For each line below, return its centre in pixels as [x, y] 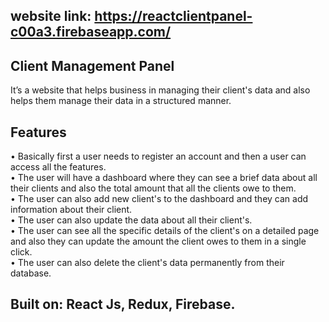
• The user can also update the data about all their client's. [131, 220]
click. [21, 252]
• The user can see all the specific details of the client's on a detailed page [165, 231]
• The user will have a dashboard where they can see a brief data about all [164, 178]
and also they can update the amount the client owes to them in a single [158, 241]
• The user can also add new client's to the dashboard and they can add [159, 199]
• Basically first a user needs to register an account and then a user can [158, 156]
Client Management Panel [92, 65]
